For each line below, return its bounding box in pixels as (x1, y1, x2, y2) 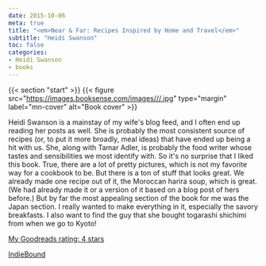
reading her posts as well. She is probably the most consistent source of (8, 125, 245, 135)
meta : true (8, 19, 44, 27)
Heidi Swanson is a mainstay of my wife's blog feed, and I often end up (8, 117, 241, 127)
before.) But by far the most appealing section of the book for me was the (8, 193, 249, 202)
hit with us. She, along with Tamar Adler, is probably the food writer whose (8, 142, 253, 152)
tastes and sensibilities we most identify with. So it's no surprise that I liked (8, 151, 254, 160)
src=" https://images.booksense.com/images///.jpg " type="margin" (8, 93, 228, 103)
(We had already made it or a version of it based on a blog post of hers (8, 184, 240, 195)
